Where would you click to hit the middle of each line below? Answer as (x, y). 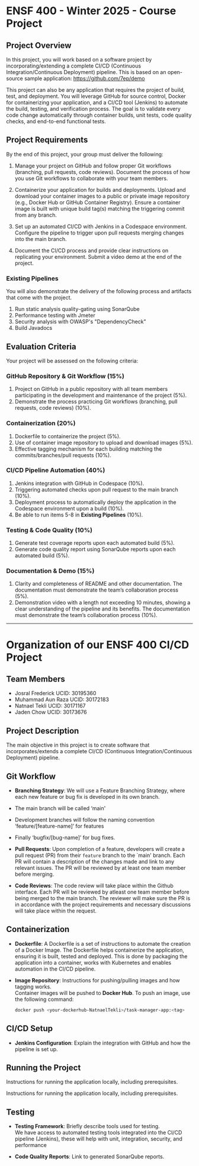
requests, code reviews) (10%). (53, 408)
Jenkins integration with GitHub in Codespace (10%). (79, 483)
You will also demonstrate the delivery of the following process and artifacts (99, 291)
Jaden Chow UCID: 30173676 (51, 712)
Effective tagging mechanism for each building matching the (88, 449)
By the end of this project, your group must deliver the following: (85, 154)
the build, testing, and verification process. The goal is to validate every (93, 109)
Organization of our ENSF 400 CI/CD (98, 645)
